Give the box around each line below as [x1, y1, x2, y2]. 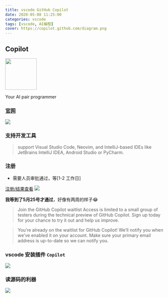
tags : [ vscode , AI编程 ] [5, 21, 54, 27]
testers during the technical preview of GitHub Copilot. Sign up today [17, 212, 161, 218]
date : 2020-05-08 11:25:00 [5, 12, 62, 17]
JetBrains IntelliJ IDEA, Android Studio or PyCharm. [17, 149, 124, 155]
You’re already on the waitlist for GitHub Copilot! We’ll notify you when [17, 227, 163, 233]
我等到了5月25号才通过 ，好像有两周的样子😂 [5, 196, 98, 203]
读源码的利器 [5, 276, 37, 283]
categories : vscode [5, 17, 46, 22]
